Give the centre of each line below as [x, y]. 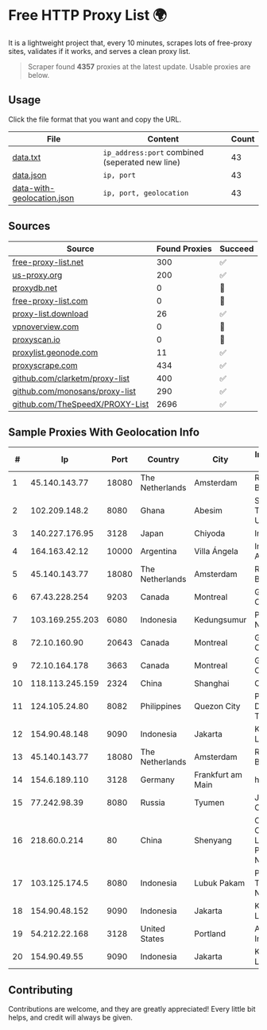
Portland [210, 934]
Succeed [237, 249]
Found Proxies [184, 249]
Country [164, 459]
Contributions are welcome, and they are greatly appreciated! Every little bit [132, 1009]
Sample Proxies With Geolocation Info [104, 432]
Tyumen [209, 803]
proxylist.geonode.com [55, 352]
